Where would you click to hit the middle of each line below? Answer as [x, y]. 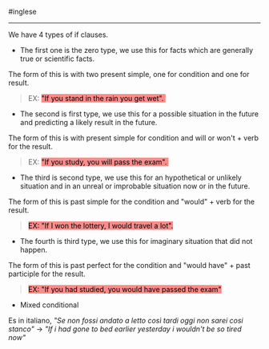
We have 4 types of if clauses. [58, 34]
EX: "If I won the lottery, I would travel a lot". [100, 225]
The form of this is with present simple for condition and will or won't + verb [133, 138]
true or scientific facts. [57, 59]
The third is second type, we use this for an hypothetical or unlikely [130, 177]
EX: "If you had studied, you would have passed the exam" [124, 289]
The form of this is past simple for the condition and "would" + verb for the [132, 201]
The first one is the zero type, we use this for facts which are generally [137, 50]
